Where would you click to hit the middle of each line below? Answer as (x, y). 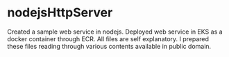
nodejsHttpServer (60, 13)
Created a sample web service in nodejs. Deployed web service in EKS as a (115, 32)
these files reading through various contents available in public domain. (109, 46)
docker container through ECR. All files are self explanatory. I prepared (108, 38)
